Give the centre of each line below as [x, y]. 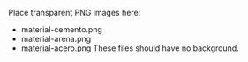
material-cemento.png [62, 29]
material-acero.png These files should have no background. [130, 48]
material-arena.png [56, 39]
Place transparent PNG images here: [75, 13]
